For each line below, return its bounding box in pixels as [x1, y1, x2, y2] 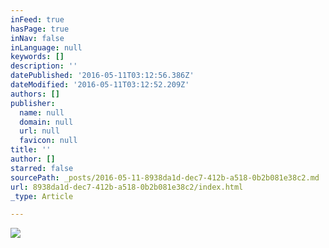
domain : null [19, 117, 74, 127]
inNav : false [10, 33, 65, 43]
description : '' [10, 61, 78, 71]
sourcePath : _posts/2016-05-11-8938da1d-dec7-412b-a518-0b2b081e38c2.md [10, 172, 320, 183]
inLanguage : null [10, 42, 83, 53]
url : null [19, 126, 60, 136]
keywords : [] [10, 52, 65, 62]
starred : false [10, 163, 74, 173]
